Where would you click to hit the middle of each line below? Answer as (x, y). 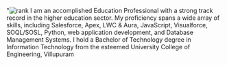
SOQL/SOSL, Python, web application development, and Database (100, 32)
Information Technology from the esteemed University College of (98, 47)
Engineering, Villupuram (40, 54)
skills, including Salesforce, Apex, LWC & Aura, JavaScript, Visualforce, (107, 25)
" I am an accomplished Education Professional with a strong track (110, 11)
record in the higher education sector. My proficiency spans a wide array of (113, 18)
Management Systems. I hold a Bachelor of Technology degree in (99, 40)
